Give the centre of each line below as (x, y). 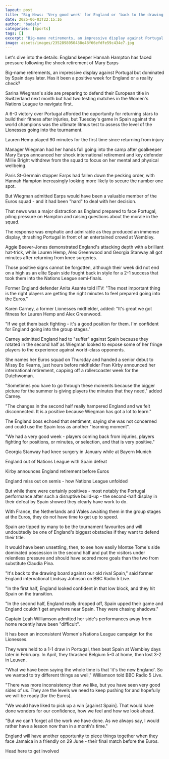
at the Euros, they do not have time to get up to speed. (62, 516)
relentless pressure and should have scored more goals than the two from (82, 558)
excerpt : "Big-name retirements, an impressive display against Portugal (84, 38)
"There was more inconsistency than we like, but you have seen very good (83, 685)
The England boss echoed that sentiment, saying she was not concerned (81, 421)
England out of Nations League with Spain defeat (56, 461)
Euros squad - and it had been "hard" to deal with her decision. (71, 201)
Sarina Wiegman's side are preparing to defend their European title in (77, 93)
